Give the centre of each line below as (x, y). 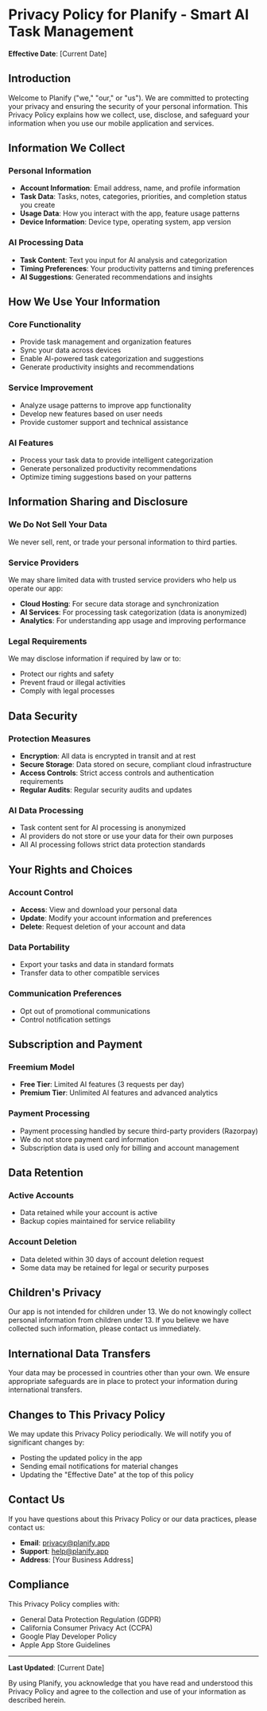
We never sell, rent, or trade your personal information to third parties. (123, 542)
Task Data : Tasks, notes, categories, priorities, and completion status (133, 197)
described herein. (37, 1700)
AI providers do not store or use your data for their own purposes (126, 836)
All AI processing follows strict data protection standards (112, 844)
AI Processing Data (46, 243)
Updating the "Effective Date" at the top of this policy (107, 1475)
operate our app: (36, 588)
